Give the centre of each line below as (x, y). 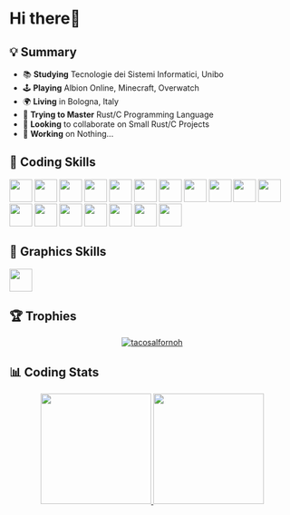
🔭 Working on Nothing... (68, 134)
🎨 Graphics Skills (58, 252)
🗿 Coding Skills (53, 162)
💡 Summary (43, 52)
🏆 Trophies (43, 316)
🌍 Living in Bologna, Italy (71, 102)
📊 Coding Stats (54, 372)
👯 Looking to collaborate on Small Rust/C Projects (116, 124)
